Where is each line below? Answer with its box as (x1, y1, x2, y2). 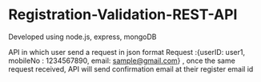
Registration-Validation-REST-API (8, 6, 238, 24)
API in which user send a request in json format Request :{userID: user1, (8, 47, 246, 57)
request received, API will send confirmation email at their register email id (8, 64, 254, 73)
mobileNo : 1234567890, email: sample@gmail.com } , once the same (8, 56, 236, 65)
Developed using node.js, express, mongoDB (8, 32, 158, 41)
